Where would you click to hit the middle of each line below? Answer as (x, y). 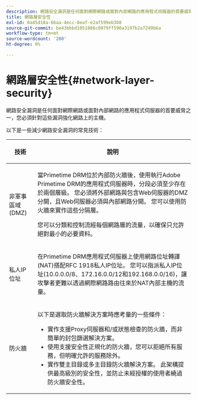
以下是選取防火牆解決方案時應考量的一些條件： (102, 314)
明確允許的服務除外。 (94, 355)
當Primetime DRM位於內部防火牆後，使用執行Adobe (109, 175)
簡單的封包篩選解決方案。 (83, 338)
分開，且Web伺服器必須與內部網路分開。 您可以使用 (109, 201)
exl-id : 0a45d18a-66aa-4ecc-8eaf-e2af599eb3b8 (64, 22)
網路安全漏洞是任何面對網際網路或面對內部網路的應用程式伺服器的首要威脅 (96, 110)
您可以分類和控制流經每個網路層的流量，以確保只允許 (111, 225)
